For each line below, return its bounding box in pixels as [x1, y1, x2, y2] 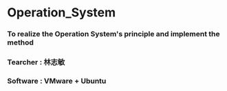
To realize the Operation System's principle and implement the [7, 29, 220, 39]
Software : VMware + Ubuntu [7, 76, 107, 86]
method [7, 38, 34, 47]
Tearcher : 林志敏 [7, 57, 65, 67]
